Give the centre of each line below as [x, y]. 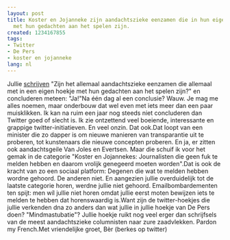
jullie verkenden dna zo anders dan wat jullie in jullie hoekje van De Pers [108, 207]
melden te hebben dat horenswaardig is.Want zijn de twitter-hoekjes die [108, 200]
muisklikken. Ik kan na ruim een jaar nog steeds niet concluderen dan [105, 113]
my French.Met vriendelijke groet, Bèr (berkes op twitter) [87, 229]
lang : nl [20, 64]
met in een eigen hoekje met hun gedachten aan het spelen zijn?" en [104, 91]
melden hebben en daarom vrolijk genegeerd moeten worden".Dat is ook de [114, 163]
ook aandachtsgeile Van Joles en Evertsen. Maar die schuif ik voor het [106, 149]
